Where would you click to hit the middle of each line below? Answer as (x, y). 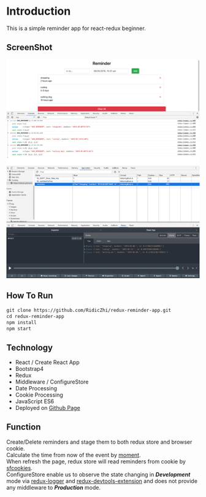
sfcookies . (19, 468)
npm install (21, 323)
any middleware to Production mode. (54, 487)
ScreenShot (29, 47)
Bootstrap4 (29, 369)
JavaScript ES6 (35, 401)
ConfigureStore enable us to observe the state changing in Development (98, 474)
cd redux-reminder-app (35, 317)
